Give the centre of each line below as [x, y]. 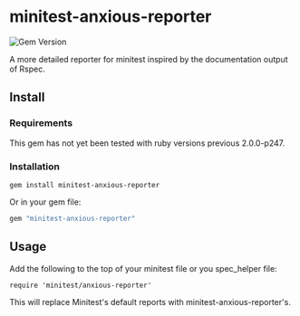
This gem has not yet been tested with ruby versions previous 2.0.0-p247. [147, 143]
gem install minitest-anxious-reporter [85, 185]
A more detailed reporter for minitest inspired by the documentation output [149, 59]
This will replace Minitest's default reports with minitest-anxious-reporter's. [150, 302]
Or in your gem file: [45, 202]
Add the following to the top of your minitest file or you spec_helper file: [144, 268]
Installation [35, 167]
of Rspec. [27, 69]
